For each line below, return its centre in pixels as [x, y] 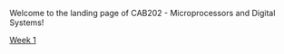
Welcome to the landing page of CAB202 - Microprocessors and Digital [142, 13]
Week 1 [23, 40]
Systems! [27, 22]
